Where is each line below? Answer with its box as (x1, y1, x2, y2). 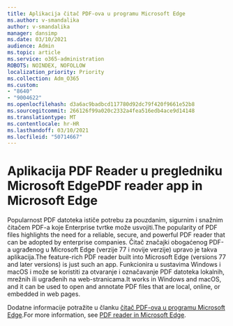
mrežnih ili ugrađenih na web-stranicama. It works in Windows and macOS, (7, 275, 222, 284)
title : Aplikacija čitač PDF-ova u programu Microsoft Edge (7, 10, 186, 17)
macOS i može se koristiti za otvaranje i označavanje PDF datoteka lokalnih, (7, 267, 225, 276)
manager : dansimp (7, 29, 58, 37)
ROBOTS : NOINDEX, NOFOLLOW (7, 62, 86, 69)
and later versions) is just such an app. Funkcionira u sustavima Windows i (7, 261, 221, 269)
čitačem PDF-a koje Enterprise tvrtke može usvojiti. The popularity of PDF (7, 224, 218, 232)
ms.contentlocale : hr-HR (7, 120, 80, 127)
